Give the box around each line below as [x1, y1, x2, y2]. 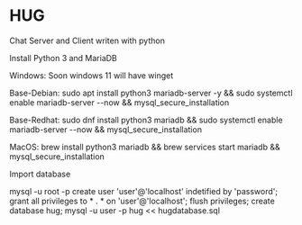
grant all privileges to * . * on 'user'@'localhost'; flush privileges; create [9, 195, 275, 206]
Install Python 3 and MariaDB [9, 52, 117, 63]
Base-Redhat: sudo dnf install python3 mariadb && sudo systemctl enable [9, 114, 283, 125]
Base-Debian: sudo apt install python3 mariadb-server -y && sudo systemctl [9, 87, 293, 98]
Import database [9, 168, 71, 179]
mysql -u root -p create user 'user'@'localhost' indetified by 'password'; [9, 185, 278, 196]
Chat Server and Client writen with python [9, 35, 165, 46]
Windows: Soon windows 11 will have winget [9, 69, 174, 81]
